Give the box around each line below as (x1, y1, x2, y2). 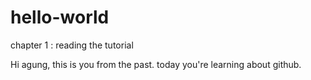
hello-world (10, 6, 110, 29)
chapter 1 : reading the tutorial (10, 39, 134, 51)
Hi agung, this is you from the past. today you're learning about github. (10, 58, 302, 70)
